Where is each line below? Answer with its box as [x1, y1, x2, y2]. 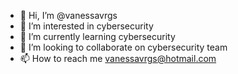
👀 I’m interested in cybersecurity [19, 20, 154, 32]
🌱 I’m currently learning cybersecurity [19, 31, 176, 42]
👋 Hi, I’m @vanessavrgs [19, 10, 118, 21]
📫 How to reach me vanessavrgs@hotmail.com [19, 53, 217, 64]
